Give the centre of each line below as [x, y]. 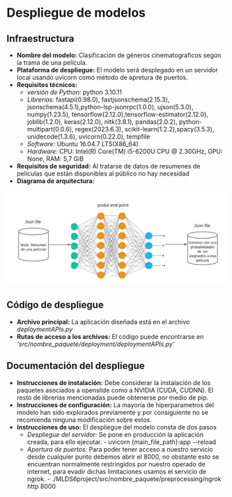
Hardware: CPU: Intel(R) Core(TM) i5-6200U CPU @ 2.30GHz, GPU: [125, 151]
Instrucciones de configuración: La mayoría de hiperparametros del [115, 404]
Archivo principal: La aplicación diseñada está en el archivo [103, 322]
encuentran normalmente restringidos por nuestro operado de [116, 464]
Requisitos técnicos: [47, 85]
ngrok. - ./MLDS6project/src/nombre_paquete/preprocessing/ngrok [124, 479]
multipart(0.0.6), [50, 129]
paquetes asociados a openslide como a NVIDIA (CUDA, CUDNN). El [115, 390]
